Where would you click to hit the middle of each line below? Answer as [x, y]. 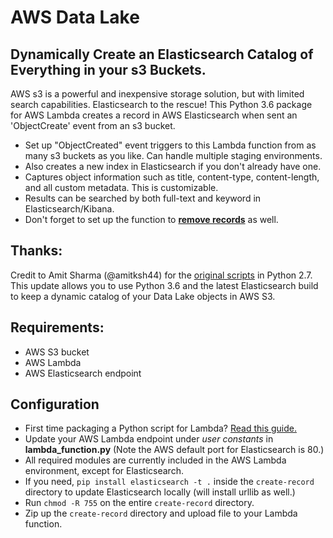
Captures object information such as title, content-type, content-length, [172, 177]
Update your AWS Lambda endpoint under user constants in [149, 439]
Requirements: [57, 327]
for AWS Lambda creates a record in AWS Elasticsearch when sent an [154, 115]
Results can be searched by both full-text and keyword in [143, 198]
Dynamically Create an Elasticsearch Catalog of [162, 54]
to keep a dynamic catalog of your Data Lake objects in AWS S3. [143, 296]
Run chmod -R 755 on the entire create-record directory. [139, 503]
